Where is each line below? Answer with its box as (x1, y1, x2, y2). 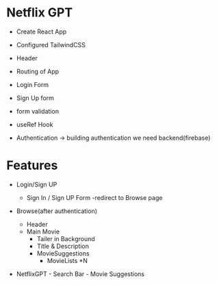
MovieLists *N (47, 256, 88, 264)
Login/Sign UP (16, 180, 58, 188)
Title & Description (36, 242, 90, 250)
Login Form (16, 80, 49, 88)
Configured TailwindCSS (16, 40, 86, 49)
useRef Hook (16, 120, 53, 128)
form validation (16, 107, 60, 115)
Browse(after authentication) (16, 207, 97, 215)
